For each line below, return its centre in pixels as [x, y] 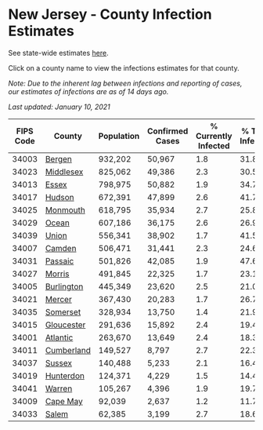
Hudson [59, 197]
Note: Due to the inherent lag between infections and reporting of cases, [125, 83]
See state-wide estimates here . [58, 53]
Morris [57, 274]
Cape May [64, 401]
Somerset [63, 312]
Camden [61, 248]
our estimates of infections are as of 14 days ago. [88, 91]
